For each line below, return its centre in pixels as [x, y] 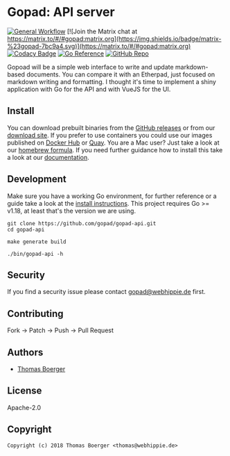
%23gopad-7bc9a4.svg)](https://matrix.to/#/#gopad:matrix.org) [99, 46]
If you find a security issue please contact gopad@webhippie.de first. [106, 292]
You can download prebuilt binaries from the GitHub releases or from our [111, 128]
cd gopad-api [26, 229]
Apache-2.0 [24, 407]
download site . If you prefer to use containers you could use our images [110, 135]
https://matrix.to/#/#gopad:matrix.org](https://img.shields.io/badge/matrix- [114, 38]
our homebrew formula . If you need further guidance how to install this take [115, 149]
